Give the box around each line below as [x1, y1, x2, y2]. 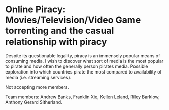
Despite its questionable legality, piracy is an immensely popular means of [5, 52, 160, 59]
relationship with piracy [5, 36, 107, 48]
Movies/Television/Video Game [5, 14, 141, 26]
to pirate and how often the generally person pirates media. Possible [5, 63, 148, 69]
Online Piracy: [5, 4, 66, 15]
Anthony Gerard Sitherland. [5, 99, 62, 105]
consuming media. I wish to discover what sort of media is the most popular [5, 58, 164, 64]
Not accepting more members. [5, 84, 70, 90]
